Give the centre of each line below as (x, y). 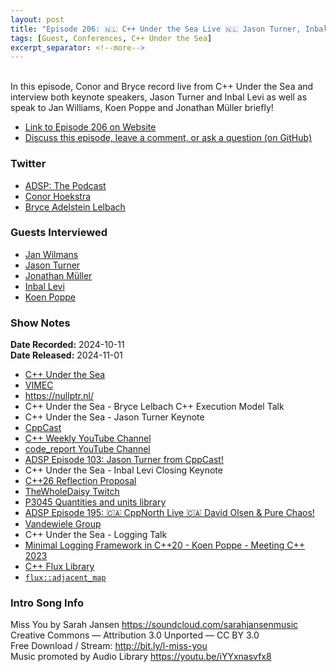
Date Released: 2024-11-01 (66, 355)
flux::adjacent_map (65, 578)
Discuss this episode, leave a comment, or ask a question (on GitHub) (168, 138)
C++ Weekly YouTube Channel (88, 438)
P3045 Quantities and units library (95, 502)
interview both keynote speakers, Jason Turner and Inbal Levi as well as (159, 97)
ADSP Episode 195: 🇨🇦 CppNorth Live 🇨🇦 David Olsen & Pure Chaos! (169, 513)
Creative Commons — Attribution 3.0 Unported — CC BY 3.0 (135, 635)
